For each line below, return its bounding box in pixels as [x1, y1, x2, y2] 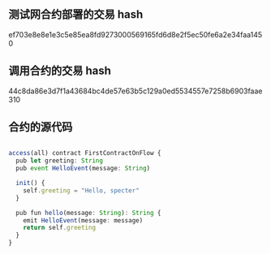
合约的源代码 [8, 120, 73, 134]
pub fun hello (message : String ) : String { [15, 209, 161, 217]
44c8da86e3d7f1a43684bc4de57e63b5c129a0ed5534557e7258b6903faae [8, 86, 263, 96]
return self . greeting [23, 224, 96, 232]
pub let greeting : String [15, 157, 104, 165]
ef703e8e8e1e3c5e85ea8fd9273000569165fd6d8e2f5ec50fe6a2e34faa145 [8, 29, 263, 39]
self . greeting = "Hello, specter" [23, 186, 140, 195]
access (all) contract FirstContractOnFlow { [8, 149, 161, 157]
